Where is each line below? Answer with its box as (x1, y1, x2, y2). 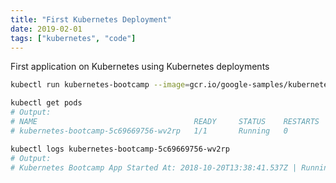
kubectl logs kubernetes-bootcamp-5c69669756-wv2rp (10, 144, 230, 154)
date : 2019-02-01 (10, 24, 83, 34)
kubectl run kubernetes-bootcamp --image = (10, 80, 190, 90)
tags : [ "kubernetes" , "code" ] (10, 33, 137, 43)
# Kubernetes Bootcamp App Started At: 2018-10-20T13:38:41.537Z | (10, 162, 298, 173)
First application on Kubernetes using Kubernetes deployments (10, 61, 270, 73)
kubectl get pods (10, 98, 83, 108)
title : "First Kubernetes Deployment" (10, 14, 172, 25)
